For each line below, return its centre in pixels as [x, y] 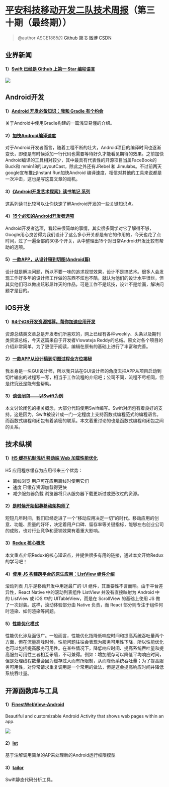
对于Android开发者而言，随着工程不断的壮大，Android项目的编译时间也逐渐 [83, 148]
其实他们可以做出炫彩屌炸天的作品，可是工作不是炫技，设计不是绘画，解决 [82, 284]
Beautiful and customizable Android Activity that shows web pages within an [84, 716]
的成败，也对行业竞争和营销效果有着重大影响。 [54, 531]
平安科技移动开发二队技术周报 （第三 [80, 10]
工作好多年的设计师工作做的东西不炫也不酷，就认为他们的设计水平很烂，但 [87, 278]
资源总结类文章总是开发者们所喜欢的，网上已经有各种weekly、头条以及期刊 [83, 334]
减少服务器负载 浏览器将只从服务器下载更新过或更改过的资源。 [77, 493]
